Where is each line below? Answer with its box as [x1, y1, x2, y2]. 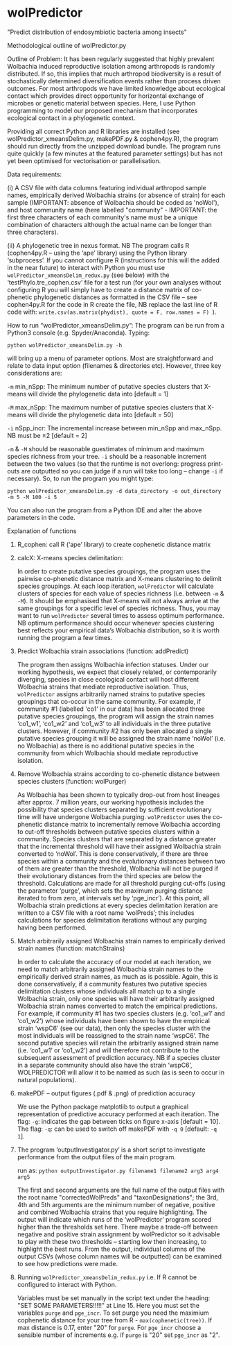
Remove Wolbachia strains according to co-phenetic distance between [17, 769, 220, 778]
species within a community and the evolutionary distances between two [17, 857, 226, 865]
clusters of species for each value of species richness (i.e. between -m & [17, 589, 224, 598]
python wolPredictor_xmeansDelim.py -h [7, 342, 123, 348]
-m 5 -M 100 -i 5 [7, 494, 57, 500]
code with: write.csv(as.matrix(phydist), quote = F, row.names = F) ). [7, 308, 217, 316]
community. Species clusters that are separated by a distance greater [17, 834, 216, 843]
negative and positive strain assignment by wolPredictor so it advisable [17, 1230, 220, 1238]
